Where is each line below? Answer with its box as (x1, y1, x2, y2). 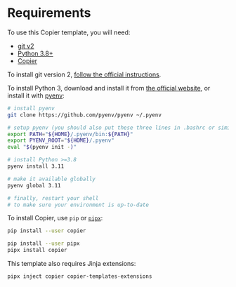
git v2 (17, 41, 34, 50)
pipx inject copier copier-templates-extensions (7, 273, 152, 280)
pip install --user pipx (7, 240, 80, 247)
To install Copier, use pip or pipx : (7, 214, 103, 222)
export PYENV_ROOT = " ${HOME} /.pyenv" (7, 137, 114, 145)
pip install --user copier (7, 227, 86, 234)
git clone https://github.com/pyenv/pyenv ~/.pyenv (7, 111, 162, 119)
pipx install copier (7, 247, 68, 254)
